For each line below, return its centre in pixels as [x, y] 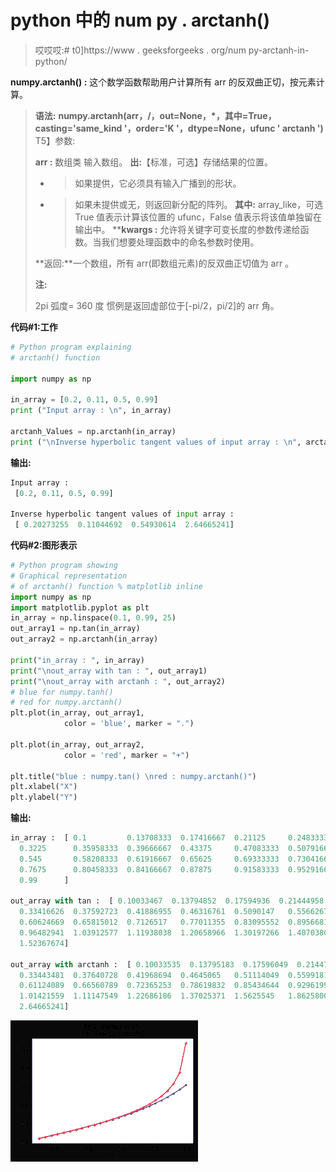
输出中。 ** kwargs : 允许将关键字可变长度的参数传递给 [187, 229]
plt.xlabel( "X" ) [44, 787]
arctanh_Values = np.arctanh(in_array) [93, 431]
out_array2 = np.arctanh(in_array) [84, 639]
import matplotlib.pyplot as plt [80, 607]
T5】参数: [55, 140]
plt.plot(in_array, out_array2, [77, 744]
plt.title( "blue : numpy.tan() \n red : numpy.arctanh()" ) [133, 776]
